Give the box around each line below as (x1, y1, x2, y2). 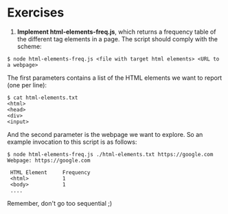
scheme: (16, 42, 43, 50)
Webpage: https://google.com (7, 157, 91, 164)
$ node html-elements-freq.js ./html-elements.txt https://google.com (7, 151, 214, 158)
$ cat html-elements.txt (7, 94, 78, 101)
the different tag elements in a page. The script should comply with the (16, 34, 218, 43)
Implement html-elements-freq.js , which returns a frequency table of (16, 28, 216, 36)
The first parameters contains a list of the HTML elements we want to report (7, 74, 223, 82)
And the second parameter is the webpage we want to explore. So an (7, 130, 203, 138)
